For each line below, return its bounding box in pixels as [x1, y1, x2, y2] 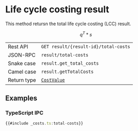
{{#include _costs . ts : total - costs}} [5, 121, 83, 126]
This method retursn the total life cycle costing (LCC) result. [5, 21, 131, 27]
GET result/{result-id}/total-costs [41, 44, 130, 49]
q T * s [80, 30, 92, 38]
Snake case [8, 60, 36, 67]
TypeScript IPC [5, 109, 43, 116]
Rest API [8, 43, 28, 50]
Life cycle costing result [5, 4, 109, 15]
